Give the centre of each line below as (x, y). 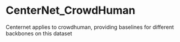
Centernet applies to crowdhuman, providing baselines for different (90, 27)
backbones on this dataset (39, 33)
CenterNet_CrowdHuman (71, 10)
